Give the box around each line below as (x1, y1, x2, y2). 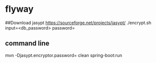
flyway (5, 3, 34, 15)
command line (5, 39, 50, 48)
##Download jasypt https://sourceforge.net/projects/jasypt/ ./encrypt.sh (5, 20, 152, 26)
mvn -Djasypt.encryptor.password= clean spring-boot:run (5, 52, 123, 58)
